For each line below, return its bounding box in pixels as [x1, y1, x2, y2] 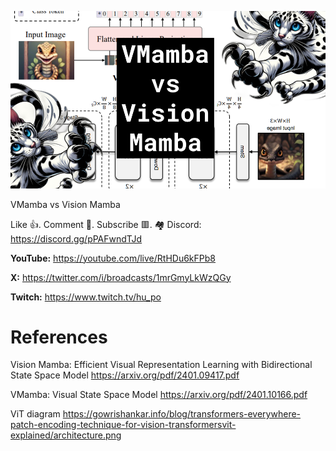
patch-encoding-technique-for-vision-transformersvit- [10, 419, 237, 431]
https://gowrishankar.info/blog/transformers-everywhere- [62, 408, 302, 420]
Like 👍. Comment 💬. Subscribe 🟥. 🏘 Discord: [10, 218, 202, 230]
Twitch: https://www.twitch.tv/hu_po [10, 291, 162, 303]
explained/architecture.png [10, 429, 122, 441]
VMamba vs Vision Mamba [10, 198, 121, 210]
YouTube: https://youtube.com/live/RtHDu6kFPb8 [10, 252, 216, 264]
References [10, 326, 108, 348]
